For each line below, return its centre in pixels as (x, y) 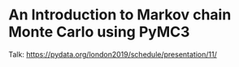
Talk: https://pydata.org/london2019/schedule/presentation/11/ (113, 54)
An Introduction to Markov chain (120, 15)
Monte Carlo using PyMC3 (99, 32)
